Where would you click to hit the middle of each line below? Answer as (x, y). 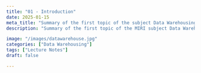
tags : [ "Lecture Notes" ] (37, 50)
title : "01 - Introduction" (41, 12)
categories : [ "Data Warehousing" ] (49, 45)
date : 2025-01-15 (28, 17)
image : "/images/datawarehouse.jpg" (52, 39)
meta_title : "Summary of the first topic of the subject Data (85, 23)
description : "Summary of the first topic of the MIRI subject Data (93, 28)
